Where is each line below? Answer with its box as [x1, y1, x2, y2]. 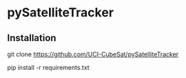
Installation [7, 32, 56, 44]
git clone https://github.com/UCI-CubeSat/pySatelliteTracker [7, 50, 179, 58]
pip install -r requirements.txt [7, 64, 90, 71]
